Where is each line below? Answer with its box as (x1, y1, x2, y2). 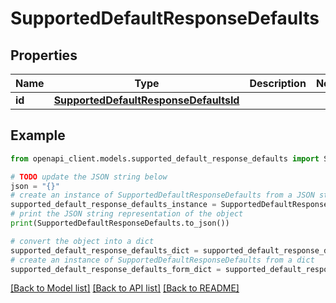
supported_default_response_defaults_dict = (10, 245, 199, 256)
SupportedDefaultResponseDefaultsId (53, 93, 240, 107)
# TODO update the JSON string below (10, 172, 168, 182)
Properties (10, 47, 78, 64)
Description (249, 77, 307, 90)
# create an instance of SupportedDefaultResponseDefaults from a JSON (10, 190, 315, 201)
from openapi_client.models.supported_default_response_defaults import (10, 153, 320, 164)
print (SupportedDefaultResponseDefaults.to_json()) (10, 218, 230, 229)
